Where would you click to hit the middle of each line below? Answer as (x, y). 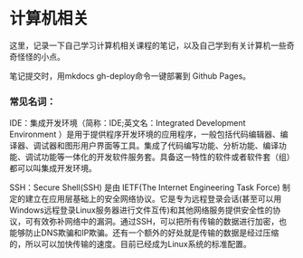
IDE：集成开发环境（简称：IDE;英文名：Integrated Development (128, 123)
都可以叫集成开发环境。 (53, 168)
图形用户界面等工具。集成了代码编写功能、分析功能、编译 (171, 146)
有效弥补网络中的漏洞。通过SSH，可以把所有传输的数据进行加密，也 (160, 222)
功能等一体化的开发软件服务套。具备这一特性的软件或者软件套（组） (167, 157)
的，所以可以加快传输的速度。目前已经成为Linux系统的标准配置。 (130, 244)
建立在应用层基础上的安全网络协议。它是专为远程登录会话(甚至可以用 (153, 199)
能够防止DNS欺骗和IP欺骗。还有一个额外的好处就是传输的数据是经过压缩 (144, 233)
